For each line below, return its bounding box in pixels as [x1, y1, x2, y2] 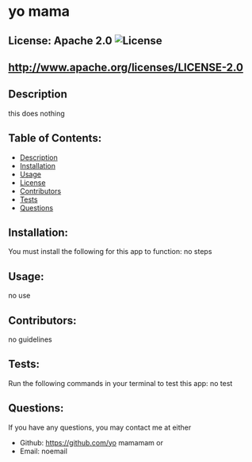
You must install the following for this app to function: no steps [8, 247, 212, 256]
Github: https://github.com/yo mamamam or [19, 437, 164, 447]
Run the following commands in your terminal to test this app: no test [8, 378, 233, 388]
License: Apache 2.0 [8, 34, 113, 47]
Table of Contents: [8, 131, 102, 145]
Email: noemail [19, 446, 67, 456]
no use [8, 291, 31, 301]
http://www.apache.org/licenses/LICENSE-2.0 [8, 60, 244, 74]
